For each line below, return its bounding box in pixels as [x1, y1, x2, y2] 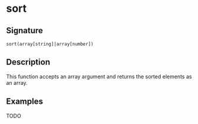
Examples [6, 97, 43, 107]
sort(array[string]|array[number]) [6, 41, 94, 47]
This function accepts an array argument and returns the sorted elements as [6, 73, 192, 80]
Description [6, 57, 50, 67]
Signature [6, 26, 43, 36]
